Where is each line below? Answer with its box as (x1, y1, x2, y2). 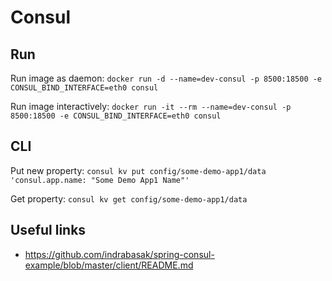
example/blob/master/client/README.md (24, 259, 194, 271)
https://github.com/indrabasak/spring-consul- (24, 248, 215, 260)
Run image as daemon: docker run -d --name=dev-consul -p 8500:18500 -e (10, 72, 323, 84)
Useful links (10, 222, 87, 239)
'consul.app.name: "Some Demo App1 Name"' (10, 175, 190, 185)
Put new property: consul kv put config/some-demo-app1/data (10, 164, 267, 176)
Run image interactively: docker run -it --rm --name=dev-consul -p (10, 101, 292, 112)
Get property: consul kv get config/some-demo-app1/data (10, 192, 248, 205)
